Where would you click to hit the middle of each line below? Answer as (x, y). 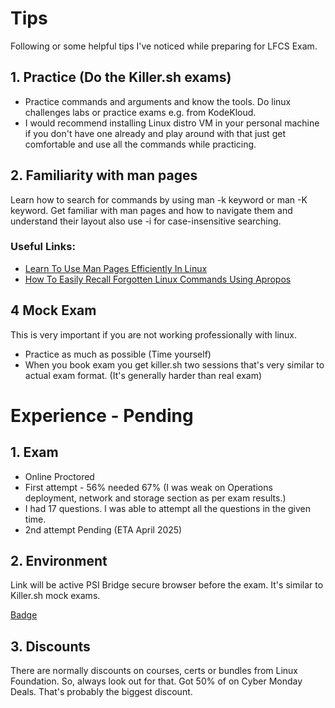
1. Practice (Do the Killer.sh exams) (121, 77)
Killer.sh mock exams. (55, 596)
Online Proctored (59, 476)
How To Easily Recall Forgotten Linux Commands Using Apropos (158, 279)
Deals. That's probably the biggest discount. (101, 692)
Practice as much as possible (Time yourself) (118, 354)
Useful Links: (43, 247)
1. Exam (34, 452)
